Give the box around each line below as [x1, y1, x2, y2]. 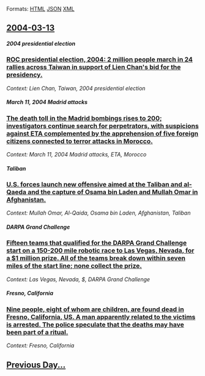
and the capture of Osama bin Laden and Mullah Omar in [27, 188, 198, 196]
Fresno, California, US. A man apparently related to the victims [6, 312, 196, 321]
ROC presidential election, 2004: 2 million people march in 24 [6, 55, 193, 64]
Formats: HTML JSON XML [6, 6, 75, 12]
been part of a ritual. [6, 328, 69, 336]
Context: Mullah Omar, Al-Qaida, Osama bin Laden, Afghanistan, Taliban [6, 209, 191, 216]
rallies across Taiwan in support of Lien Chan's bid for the [6, 63, 181, 72]
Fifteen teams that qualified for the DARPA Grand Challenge [6, 238, 187, 247]
